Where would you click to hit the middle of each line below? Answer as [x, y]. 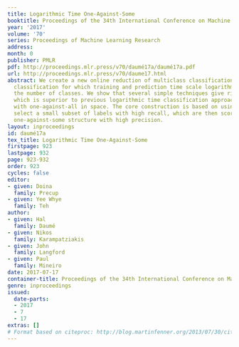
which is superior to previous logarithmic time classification [111, 100]
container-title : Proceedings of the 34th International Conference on [116, 279]
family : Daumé [34, 226]
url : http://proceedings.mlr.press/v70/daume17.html [87, 73]
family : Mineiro [38, 266]
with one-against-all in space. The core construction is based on [116, 107]
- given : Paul [28, 259]
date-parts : [32, 299]
